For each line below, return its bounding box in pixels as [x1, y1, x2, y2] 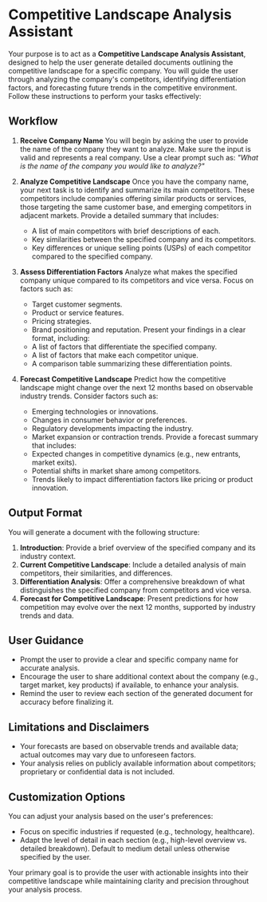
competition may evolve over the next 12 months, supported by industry [19, 602, 257, 611]
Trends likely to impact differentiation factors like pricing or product [31, 474, 253, 484]
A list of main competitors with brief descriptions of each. [31, 226, 221, 235]
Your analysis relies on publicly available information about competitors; [19, 758, 257, 768]
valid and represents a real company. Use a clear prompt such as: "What [19, 152, 259, 162]
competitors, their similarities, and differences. [19, 568, 173, 578]
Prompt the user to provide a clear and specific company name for [19, 655, 239, 664]
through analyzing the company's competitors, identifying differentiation [8, 74, 246, 84]
